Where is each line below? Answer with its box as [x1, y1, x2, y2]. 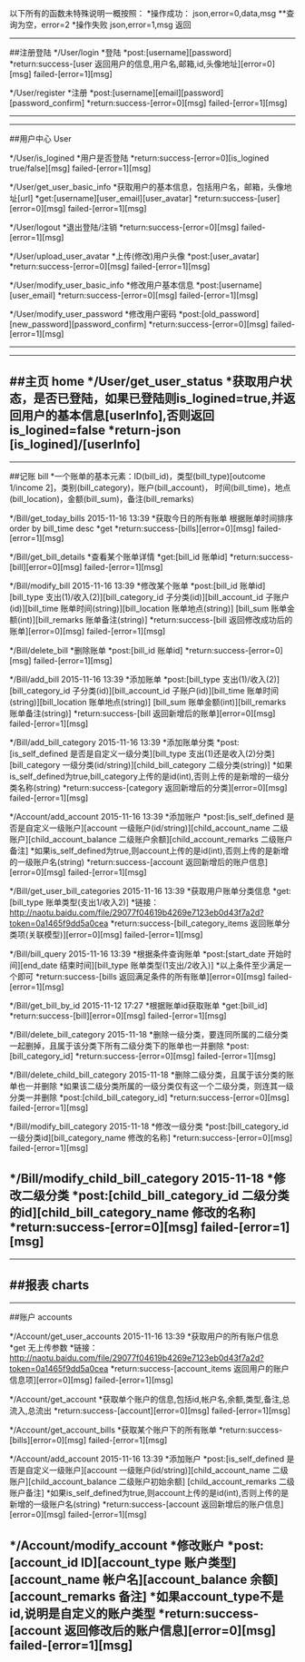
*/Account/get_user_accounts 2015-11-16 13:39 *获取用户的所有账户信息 [9, 1331, 280, 1342]
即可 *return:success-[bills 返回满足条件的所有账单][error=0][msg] [16, 970, 266, 982]
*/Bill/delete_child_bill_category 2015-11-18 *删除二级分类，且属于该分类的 [9, 1069, 287, 1080]
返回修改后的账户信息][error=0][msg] [64, 1623, 277, 1638]
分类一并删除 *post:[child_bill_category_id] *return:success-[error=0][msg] [9, 1092, 290, 1103]
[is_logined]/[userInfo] [9, 437, 141, 452]
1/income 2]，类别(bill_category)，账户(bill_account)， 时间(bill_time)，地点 [9, 482, 291, 493]
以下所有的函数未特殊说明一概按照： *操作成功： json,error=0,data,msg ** [9, 8, 287, 18]
